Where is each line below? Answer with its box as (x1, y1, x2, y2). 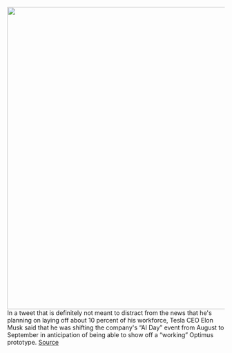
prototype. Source (7, 338, 59, 346)
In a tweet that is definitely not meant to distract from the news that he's (7, 309, 212, 317)
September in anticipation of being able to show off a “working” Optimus (7, 331, 214, 338)
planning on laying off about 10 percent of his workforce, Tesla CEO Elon (7, 316, 214, 324)
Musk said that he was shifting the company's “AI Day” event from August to (7, 323, 224, 332)
